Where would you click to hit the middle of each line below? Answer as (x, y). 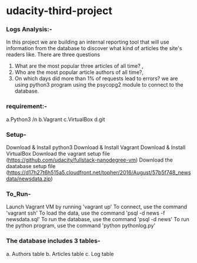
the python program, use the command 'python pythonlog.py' (81, 226)
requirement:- (26, 106)
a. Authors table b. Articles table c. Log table (60, 254)
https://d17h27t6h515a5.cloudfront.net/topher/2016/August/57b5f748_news (99, 173)
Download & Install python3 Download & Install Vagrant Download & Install (96, 147)
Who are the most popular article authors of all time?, (79, 73)
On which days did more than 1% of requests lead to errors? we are (96, 78)
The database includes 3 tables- (54, 241)
